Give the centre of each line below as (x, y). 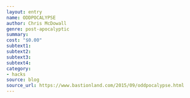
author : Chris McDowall (37, 23)
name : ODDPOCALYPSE (31, 18)
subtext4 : (19, 63)
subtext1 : (19, 46)
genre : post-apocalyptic (38, 29)
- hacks (16, 74)
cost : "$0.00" (24, 40)
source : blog (23, 80)
